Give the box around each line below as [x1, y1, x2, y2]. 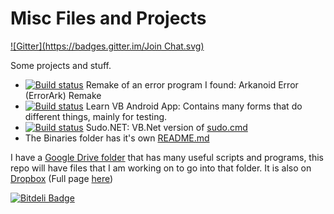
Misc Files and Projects [10, 7, 207, 30]
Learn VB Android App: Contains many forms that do [85, 100, 303, 112]
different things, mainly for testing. [24, 110, 168, 122]
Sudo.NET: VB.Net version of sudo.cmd [85, 121, 248, 133]
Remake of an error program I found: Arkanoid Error [85, 78, 299, 91]
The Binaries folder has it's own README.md [24, 132, 210, 144]
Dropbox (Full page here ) [10, 172, 114, 184]
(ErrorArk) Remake [24, 89, 102, 101]
